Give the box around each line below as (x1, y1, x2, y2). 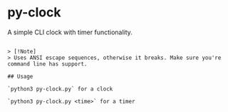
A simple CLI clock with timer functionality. (7, 28, 133, 36)
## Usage (7, 73, 33, 80)
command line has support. (7, 60, 88, 68)
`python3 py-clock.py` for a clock (7, 85, 113, 93)
